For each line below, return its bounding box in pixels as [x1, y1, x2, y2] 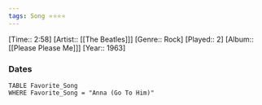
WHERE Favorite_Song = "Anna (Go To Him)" [8, 89, 155, 97]
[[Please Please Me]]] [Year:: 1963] [8, 42, 126, 53]
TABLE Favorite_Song [8, 81, 79, 90]
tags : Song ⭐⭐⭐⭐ [8, 11, 67, 20]
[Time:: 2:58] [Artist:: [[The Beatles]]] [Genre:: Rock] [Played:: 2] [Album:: [8, 34, 254, 44]
